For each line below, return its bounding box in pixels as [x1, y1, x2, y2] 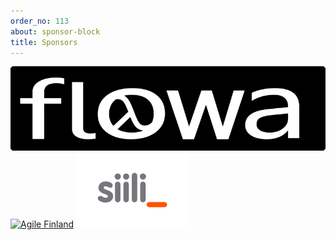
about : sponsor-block [10, 26, 101, 37]
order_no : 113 [10, 16, 70, 26]
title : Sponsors [10, 37, 78, 47]
